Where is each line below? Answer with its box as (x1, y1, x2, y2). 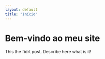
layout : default (5, 7, 38, 12)
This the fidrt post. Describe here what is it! (5, 49, 91, 55)
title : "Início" (5, 12, 38, 17)
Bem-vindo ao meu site (5, 33, 100, 44)
